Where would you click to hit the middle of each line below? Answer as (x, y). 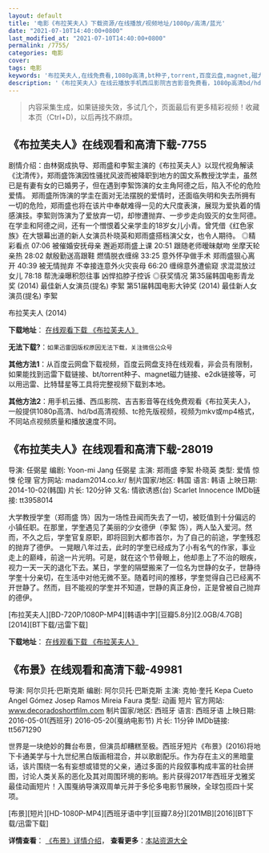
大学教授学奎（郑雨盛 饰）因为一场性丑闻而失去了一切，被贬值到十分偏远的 (132, 517)
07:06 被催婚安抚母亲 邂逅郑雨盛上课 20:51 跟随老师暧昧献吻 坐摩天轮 (145, 246)
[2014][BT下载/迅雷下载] (48, 625)
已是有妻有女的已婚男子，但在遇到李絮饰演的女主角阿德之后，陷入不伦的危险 (134, 186)
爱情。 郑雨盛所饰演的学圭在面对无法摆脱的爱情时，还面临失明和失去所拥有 (132, 196)
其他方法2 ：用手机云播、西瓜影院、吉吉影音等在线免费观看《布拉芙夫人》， (131, 402)
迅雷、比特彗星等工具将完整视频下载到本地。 (96, 384)
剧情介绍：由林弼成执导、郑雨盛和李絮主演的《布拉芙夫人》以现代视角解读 (131, 165)
